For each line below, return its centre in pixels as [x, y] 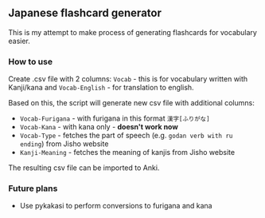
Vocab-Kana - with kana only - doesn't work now [99, 127]
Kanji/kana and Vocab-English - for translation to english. [101, 88]
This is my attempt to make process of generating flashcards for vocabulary [132, 32]
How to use [31, 61]
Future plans [33, 188]
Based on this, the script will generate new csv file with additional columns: [131, 103]
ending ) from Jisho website [64, 144]
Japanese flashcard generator [85, 13]
